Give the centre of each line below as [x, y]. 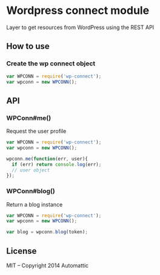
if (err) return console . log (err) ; [57, 164]
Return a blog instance [35, 204]
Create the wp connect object [51, 64]
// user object [31, 170]
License [22, 251]
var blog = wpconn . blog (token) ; [47, 232]
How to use [28, 46]
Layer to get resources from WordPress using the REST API [80, 27]
